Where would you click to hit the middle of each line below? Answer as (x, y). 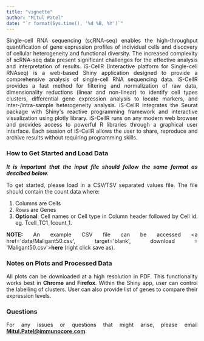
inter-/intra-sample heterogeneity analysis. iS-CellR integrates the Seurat (102, 105)
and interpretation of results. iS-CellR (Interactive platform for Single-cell (102, 66)
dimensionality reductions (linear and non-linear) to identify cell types (102, 93)
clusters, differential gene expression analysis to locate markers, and (102, 99)
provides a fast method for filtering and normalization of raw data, (102, 86)
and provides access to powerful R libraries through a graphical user (102, 125)
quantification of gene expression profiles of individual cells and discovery (102, 47)
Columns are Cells (38, 203)
